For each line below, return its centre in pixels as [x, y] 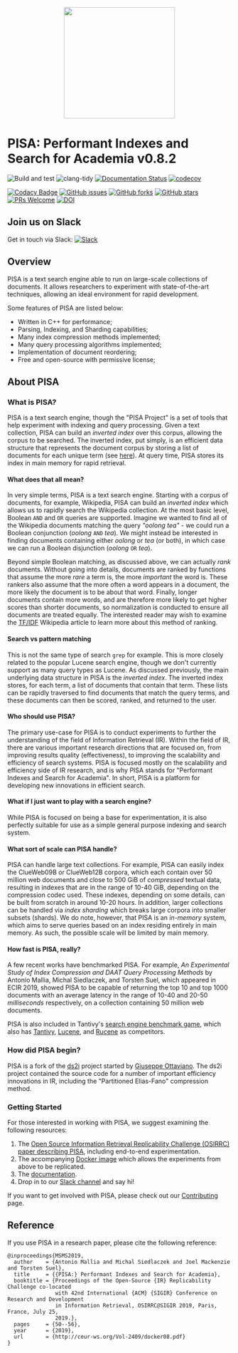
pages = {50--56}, [47, 1324]
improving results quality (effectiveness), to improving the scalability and [114, 755]
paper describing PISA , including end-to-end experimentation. [109, 1151]
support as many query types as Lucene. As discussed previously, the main [118, 670]
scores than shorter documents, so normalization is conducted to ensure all [118, 607]
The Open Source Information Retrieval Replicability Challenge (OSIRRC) [124, 1144]
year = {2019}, [44, 1330]
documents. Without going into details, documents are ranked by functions [117, 569]
